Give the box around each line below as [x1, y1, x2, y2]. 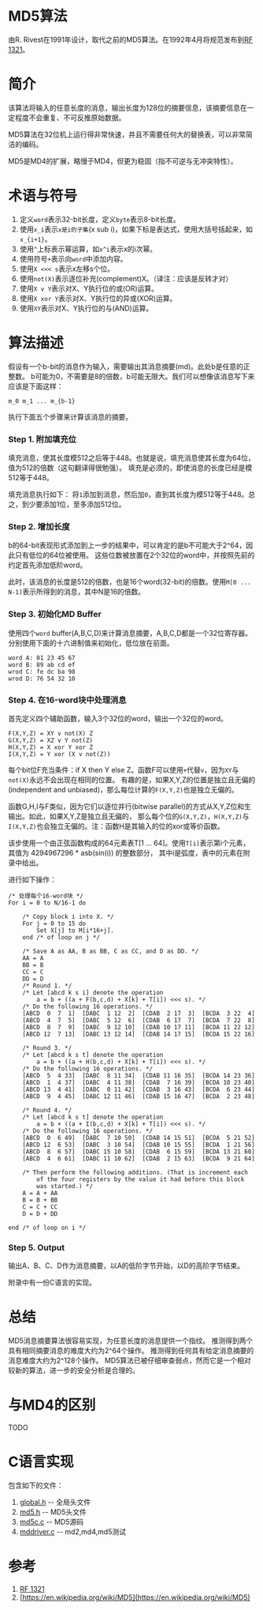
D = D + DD [22, 1209, 58, 1217]
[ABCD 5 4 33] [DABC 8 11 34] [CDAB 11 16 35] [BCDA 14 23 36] [22, 1071, 256, 1079]
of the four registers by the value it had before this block [36, 1175, 245, 1183]
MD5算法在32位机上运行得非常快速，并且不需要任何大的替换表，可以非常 [8, 130, 246, 139]
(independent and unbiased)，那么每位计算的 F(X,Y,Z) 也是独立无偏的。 [8, 784, 239, 794]
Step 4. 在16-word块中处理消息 [8, 694, 127, 705]
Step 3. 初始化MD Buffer [8, 609, 102, 620]
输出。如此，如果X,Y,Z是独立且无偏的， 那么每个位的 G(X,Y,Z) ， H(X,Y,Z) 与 [8, 811, 250, 821]
